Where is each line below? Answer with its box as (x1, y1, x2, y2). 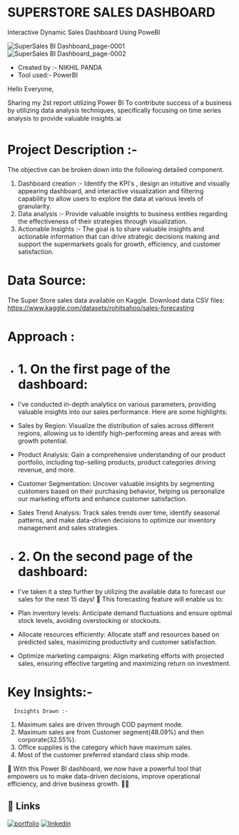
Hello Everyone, (7, 84, 54, 93)
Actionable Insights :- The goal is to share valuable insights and (17, 224, 205, 233)
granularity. (17, 201, 52, 211)
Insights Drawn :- (14, 707, 69, 714)
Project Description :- (7, 142, 138, 158)
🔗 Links (7, 800, 41, 812)
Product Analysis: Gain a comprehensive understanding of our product (17, 450, 226, 459)
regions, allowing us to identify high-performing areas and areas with (17, 429, 221, 437)
